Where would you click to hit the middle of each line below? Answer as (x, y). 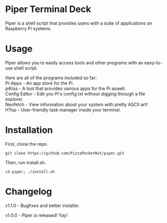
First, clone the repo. (27, 144)
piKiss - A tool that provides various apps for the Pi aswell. (66, 88)
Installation (29, 130)
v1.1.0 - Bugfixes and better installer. (43, 205)
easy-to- (153, 63)
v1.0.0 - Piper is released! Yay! (36, 215)
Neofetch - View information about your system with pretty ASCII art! (76, 104)
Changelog (29, 191)
